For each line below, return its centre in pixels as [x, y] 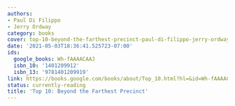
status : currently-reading [47, 85]
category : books [31, 33]
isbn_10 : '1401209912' [47, 66]
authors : [20, 14]
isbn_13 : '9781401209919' [51, 72]
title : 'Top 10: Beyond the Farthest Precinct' [78, 91]
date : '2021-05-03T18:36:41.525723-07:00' [70, 46]
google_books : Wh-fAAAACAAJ [55, 59]
